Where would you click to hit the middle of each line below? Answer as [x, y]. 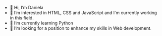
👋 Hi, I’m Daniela [27, 8]
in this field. [22, 18]
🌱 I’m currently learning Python [41, 23]
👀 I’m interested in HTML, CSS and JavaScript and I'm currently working [83, 13]
